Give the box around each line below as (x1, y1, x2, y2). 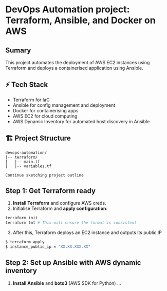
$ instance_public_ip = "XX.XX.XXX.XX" (5, 244, 91, 249)
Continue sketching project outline (5, 172, 84, 178)
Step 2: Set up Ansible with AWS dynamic (5, 258, 141, 267)
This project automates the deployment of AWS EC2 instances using (5, 60, 150, 65)
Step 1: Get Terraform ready (5, 186, 96, 196)
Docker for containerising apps (12, 107, 79, 113)
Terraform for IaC (12, 96, 50, 103)
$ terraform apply (5, 240, 45, 245)
